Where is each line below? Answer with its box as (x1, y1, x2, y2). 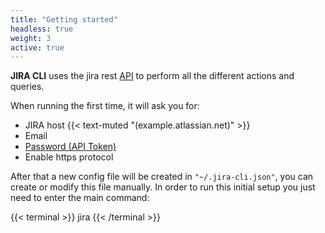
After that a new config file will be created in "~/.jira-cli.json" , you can (10, 171, 314, 183)
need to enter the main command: (10, 192, 150, 204)
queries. (10, 81, 45, 93)
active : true (10, 42, 65, 53)
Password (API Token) (24, 141, 117, 153)
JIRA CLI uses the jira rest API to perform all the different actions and (10, 70, 295, 82)
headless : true (10, 24, 74, 34)
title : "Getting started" (10, 14, 118, 25)
